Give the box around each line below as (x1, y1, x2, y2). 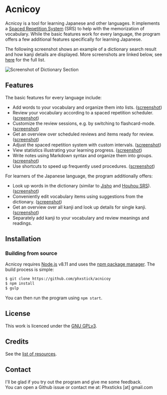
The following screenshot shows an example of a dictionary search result (5, 46, 157, 52)
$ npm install (5, 281, 35, 286)
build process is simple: (5, 267, 54, 273)
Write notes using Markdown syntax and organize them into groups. (12, 152, 153, 158)
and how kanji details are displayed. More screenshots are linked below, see (5, 51, 162, 57)
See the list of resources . (5, 351, 57, 357)
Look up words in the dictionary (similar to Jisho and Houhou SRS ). (12, 182, 151, 188)
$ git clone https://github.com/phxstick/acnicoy (5, 276, 111, 282)
